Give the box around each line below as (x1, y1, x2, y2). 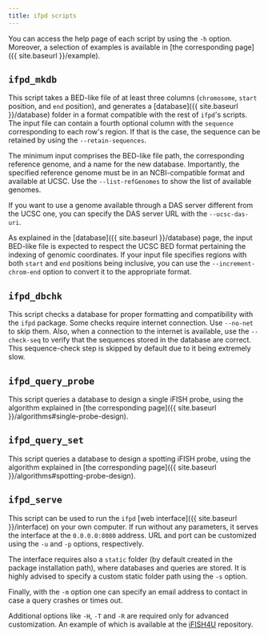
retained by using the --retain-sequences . (8, 135, 146, 145)
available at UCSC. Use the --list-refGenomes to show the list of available (8, 177, 252, 186)
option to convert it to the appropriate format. (42, 267, 192, 277)
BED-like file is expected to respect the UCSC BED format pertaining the (8, 242, 246, 251)
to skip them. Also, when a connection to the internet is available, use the (8, 327, 250, 336)
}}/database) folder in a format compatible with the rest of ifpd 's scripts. (8, 110, 248, 120)
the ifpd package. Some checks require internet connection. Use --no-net (8, 318, 254, 328)
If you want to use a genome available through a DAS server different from (8, 201, 254, 210)
